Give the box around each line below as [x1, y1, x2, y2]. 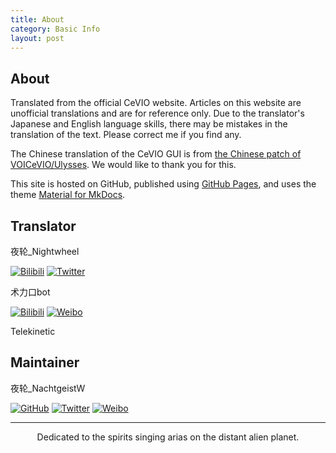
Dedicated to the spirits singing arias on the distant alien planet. [36, 431, 300, 443]
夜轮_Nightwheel [10, 246, 80, 257]
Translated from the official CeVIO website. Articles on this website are [10, 97, 302, 109]
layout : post [10, 33, 65, 43]
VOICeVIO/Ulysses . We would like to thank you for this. [10, 159, 237, 171]
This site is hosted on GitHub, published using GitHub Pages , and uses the [10, 178, 317, 190]
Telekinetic [10, 326, 56, 337]
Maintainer [10, 354, 80, 371]
